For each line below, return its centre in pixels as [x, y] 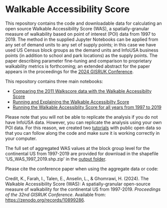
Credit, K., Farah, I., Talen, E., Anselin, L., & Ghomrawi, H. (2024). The [77, 178]
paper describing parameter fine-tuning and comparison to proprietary [78, 61]
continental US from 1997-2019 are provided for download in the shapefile [82, 153]
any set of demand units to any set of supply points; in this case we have [81, 44]
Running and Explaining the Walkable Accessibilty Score [71, 101]
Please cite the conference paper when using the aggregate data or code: [82, 169]
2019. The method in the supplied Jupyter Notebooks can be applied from [82, 39]
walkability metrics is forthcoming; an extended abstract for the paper [77, 66]
